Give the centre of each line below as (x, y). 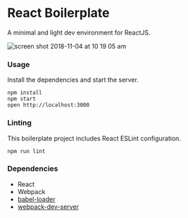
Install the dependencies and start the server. (73, 80)
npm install (25, 93)
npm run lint (26, 151)
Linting (19, 123)
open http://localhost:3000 (49, 105)
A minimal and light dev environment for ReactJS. (79, 32)
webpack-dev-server (48, 207)
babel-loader (36, 199)
